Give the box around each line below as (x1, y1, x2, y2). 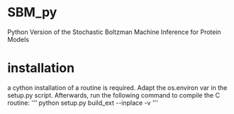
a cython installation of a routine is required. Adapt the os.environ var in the (7, 83, 228, 92)
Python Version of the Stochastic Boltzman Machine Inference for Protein (7, 28, 221, 36)
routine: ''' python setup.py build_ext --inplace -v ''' (7, 98, 158, 107)
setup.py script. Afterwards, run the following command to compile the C (7, 91, 221, 99)
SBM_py (7, 4, 57, 21)
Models (7, 35, 30, 43)
